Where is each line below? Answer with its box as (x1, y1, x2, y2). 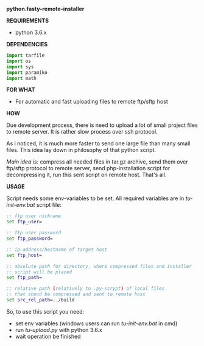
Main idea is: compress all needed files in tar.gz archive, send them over (6, 158, 188, 165)
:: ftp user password (6, 230, 62, 236)
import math (6, 75, 37, 81)
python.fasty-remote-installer (6, 5, 85, 12)
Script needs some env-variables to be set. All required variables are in (6, 195, 185, 202)
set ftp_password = (6, 236, 53, 242)
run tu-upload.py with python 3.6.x (15, 326, 102, 333)
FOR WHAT (6, 86, 35, 93)
